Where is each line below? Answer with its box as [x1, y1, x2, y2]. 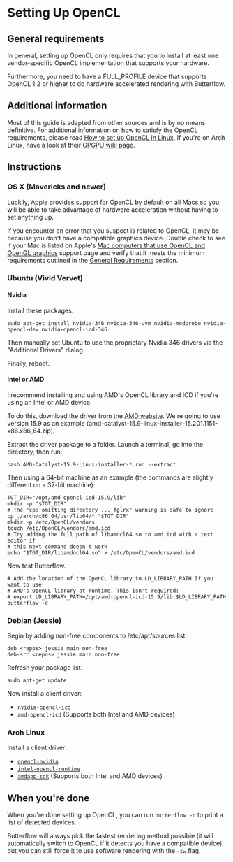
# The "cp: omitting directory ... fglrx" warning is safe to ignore [7, 506, 214, 513]
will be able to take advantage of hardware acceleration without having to [7, 205, 218, 214]
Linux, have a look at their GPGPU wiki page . [7, 141, 136, 149]
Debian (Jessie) [7, 615, 62, 625]
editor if [7, 537, 36, 544]
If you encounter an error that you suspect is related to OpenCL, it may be [7, 226, 220, 235]
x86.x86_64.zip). [7, 426, 55, 435]
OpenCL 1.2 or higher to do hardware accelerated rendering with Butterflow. [7, 80, 225, 88]
